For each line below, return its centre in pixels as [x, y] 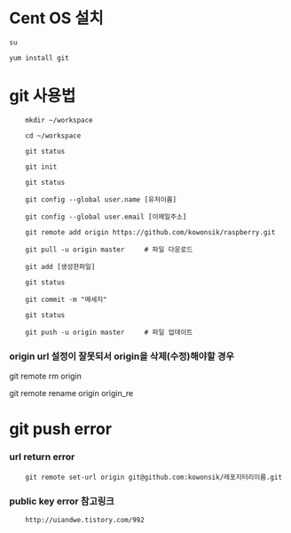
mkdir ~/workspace [59, 120]
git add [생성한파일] [60, 266]
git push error [61, 430]
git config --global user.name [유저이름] [101, 199]
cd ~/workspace [53, 135]
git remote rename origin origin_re [71, 394]
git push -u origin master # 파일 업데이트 [109, 332]
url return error [42, 457]
